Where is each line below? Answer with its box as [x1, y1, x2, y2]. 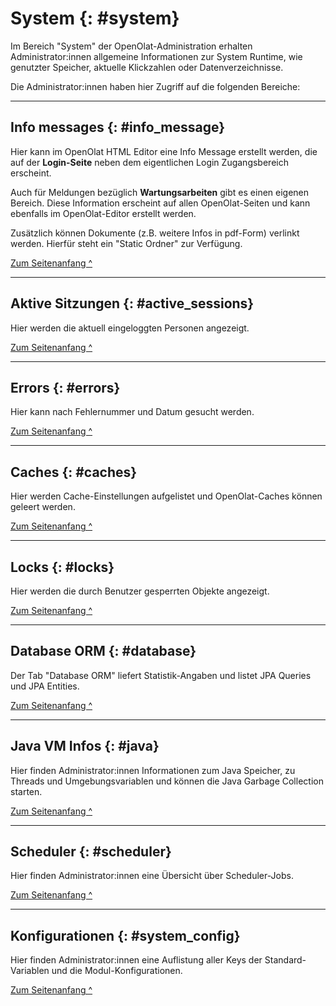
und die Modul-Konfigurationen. [51, 965, 183, 977]
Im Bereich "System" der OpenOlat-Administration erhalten [10, 40, 253, 52]
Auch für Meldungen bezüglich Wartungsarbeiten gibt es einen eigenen [10, 186, 310, 198]
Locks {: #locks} [10, 558, 115, 576]
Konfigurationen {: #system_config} [10, 927, 241, 944]
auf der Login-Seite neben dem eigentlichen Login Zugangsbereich [10, 156, 289, 168]
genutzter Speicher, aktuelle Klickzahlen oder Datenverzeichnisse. [10, 61, 284, 73]
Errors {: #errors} [10, 379, 121, 396]
